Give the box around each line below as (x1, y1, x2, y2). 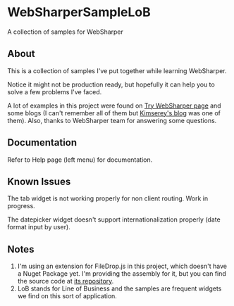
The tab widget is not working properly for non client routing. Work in (7, 194, 209, 203)
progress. (7, 202, 35, 210)
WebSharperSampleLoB (7, 4, 151, 20)
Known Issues (7, 175, 71, 187)
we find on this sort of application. (17, 292, 118, 300)
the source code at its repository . (17, 277, 114, 286)
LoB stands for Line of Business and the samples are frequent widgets (17, 284, 222, 293)
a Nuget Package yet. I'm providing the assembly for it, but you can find (17, 269, 227, 278)
